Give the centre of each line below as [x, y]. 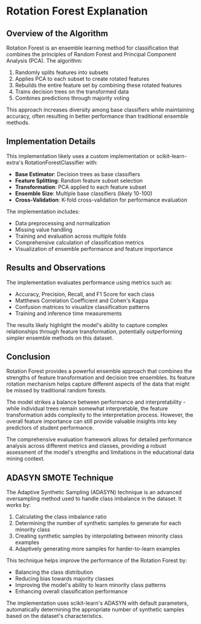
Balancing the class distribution [54, 572]
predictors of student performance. [50, 428]
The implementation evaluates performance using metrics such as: [89, 282]
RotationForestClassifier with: [61, 162]
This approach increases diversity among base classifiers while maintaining [100, 110]
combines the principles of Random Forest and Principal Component [91, 54]
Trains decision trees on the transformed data [72, 91]
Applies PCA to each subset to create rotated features [82, 79]
